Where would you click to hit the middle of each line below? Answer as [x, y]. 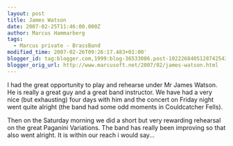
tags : [15, 39]
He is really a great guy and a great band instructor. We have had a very [110, 92]
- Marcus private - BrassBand [57, 46]
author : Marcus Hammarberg [46, 33]
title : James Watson [37, 20]
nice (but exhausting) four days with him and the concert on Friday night [110, 99]
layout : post [26, 13]
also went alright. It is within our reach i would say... [81, 135]
